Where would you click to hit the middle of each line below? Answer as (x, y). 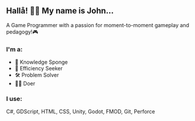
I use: (14, 99)
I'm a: (14, 49)
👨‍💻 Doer (25, 84)
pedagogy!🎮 (22, 32)
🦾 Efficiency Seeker (39, 68)
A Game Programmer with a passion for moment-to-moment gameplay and (98, 25)
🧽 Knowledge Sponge (41, 62)
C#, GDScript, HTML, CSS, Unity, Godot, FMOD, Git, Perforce (81, 112)
